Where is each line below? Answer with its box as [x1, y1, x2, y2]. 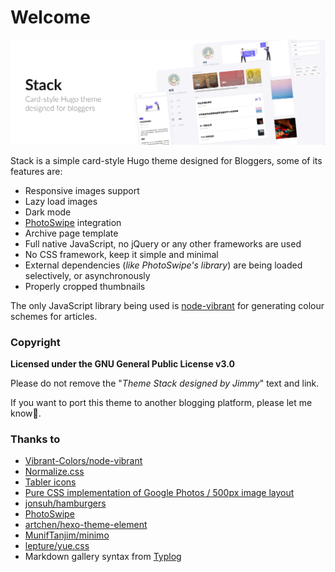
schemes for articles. [10, 310, 98, 322]
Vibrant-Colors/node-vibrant [24, 455, 143, 467]
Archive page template [24, 227, 119, 239]
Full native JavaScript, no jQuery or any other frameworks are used [24, 237, 302, 250]
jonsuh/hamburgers [24, 497, 107, 510]
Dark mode [24, 206, 72, 218]
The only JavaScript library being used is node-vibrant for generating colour [10, 299, 325, 311]
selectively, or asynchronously [24, 269, 151, 281]
